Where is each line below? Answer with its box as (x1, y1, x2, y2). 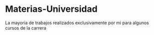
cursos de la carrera (5, 25, 47, 31)
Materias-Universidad (5, 3, 98, 15)
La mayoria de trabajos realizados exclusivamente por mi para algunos (5, 20, 150, 26)
